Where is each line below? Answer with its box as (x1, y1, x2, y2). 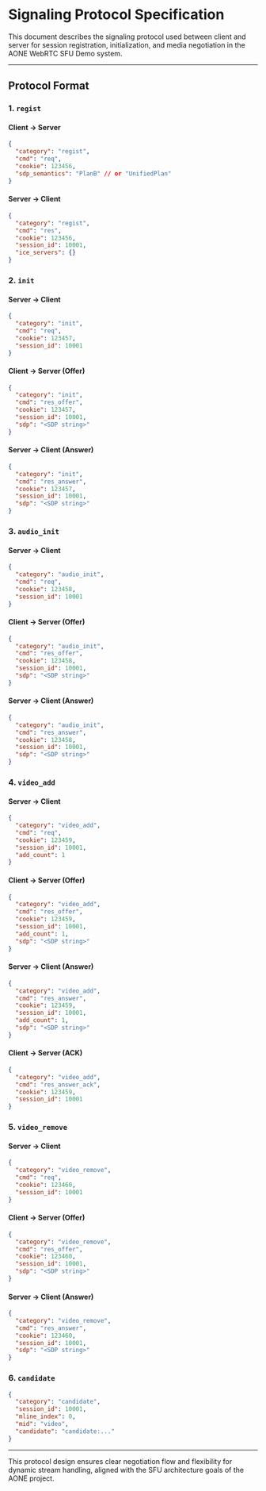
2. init (8, 275, 35, 286)
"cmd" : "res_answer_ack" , (15, 1081, 101, 1089)
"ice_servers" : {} (15, 248, 77, 257)
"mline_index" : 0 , (15, 1412, 77, 1421)
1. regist (8, 103, 42, 114)
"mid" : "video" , (15, 1420, 69, 1428)
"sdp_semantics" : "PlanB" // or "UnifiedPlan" (15, 169, 172, 178)
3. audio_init (8, 525, 59, 536)
